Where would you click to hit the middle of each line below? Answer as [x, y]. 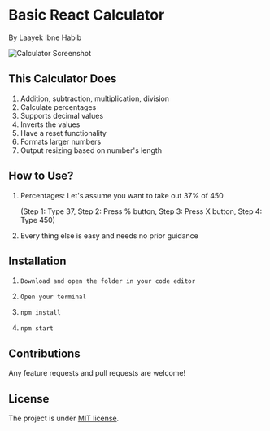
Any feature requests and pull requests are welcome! [97, 373]
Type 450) [37, 220]
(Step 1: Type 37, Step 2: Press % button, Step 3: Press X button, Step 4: [141, 211]
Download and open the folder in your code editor [108, 281]
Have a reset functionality [63, 133]
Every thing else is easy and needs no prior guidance [109, 235]
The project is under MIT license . [64, 418]
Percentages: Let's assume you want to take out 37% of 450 [122, 195]
